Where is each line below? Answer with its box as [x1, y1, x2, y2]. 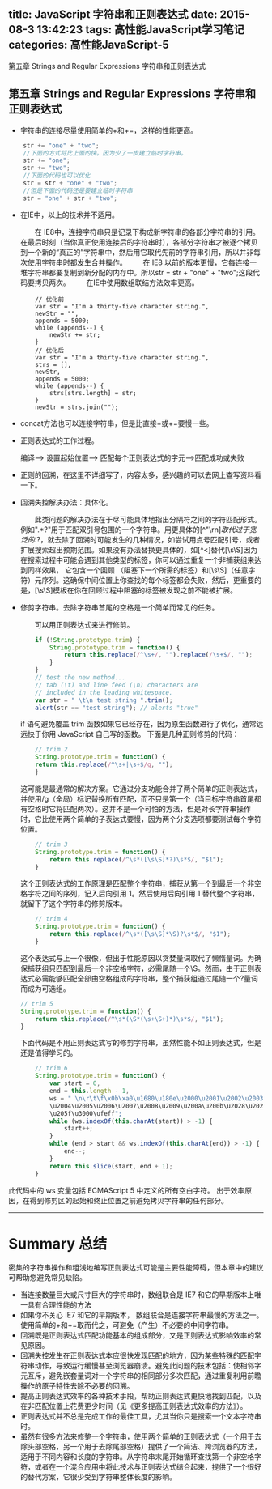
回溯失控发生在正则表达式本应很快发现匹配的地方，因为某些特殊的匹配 [19, 1351, 255, 1360]
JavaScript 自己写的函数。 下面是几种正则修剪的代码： [57, 730, 240, 739]
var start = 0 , [49, 1079, 101, 1087]
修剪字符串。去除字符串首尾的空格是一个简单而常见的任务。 [19, 602, 219, 612]
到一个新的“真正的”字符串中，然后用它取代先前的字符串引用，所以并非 [19, 247, 254, 257]
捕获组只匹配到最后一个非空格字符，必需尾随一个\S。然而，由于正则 [27, 963, 255, 973]
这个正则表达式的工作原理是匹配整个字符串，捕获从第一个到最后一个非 [19, 879, 255, 888]
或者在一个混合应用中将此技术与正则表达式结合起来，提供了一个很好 [34, 1462, 261, 1472]
